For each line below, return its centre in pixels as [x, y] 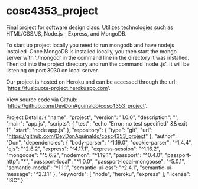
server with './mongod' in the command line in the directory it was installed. [98, 57]
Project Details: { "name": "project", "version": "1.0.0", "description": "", [92, 117]
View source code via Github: [42, 100]
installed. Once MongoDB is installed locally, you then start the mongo [92, 51]
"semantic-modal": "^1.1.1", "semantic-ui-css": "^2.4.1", [72, 168]
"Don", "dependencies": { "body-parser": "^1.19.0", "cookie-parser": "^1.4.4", [99, 142]
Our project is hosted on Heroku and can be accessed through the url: [92, 82]
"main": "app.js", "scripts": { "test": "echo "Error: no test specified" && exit [97, 123]
